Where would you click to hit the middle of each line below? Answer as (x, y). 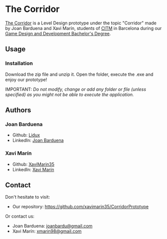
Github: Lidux (26, 135)
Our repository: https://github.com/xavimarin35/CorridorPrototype (80, 207)
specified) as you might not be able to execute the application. (70, 94)
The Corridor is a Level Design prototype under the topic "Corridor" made (81, 23)
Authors (18, 110)
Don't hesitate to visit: (28, 197)
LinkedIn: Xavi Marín (33, 169)
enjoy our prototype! (26, 79)
